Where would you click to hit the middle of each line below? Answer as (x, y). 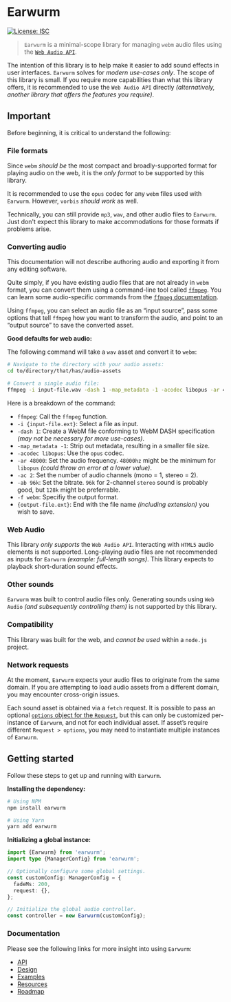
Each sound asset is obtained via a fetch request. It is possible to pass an (111, 708)
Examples (31, 976)
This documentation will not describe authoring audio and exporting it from (113, 262)
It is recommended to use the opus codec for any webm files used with (104, 194)
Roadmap (31, 991)
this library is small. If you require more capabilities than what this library (110, 79)
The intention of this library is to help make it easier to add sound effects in (113, 65)
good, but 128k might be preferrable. (68, 490)
